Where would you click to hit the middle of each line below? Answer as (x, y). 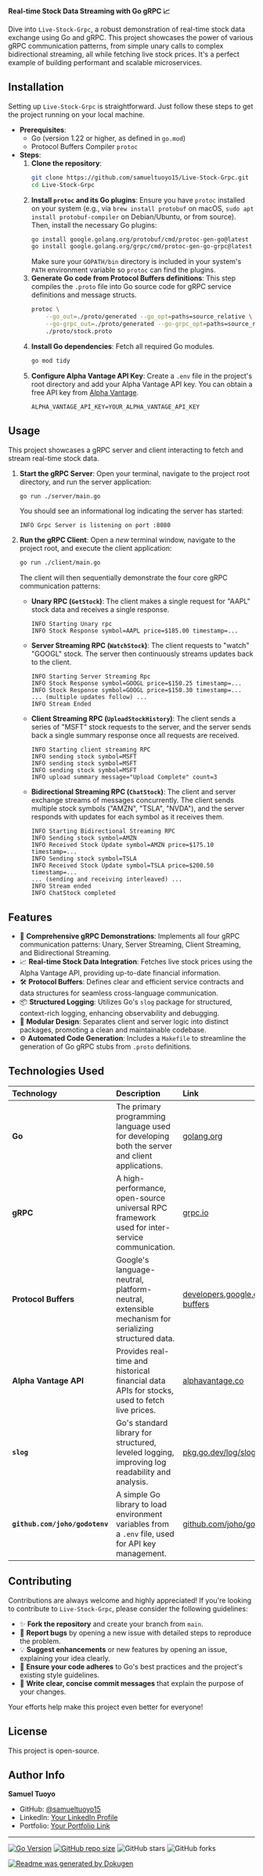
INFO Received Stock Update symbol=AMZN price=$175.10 (122, 845)
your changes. (43, 1691)
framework (136, 1218)
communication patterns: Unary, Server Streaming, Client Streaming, (130, 944)
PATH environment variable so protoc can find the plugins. (124, 270)
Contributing (40, 1581)
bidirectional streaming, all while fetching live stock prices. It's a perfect (124, 54)
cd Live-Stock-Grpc (63, 185)
